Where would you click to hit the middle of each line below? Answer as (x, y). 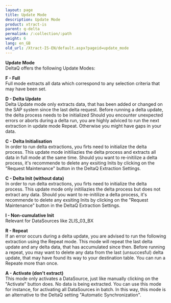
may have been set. (26, 89)
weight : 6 (16, 39)
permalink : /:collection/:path (39, 34)
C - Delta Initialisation (29, 141)
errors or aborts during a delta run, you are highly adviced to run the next (82, 120)
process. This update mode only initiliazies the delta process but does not (83, 189)
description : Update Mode (33, 19)
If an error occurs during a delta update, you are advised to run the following (86, 236)
